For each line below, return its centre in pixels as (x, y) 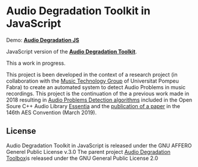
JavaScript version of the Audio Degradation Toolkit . (72, 51)
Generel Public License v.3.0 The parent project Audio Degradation (89, 152)
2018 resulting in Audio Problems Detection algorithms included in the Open (99, 100)
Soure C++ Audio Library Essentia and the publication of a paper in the (93, 106)
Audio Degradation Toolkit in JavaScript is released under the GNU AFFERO (99, 145)
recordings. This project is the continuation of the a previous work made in (98, 93)
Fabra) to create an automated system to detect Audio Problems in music (96, 87)
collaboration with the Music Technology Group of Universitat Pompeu (92, 81)
